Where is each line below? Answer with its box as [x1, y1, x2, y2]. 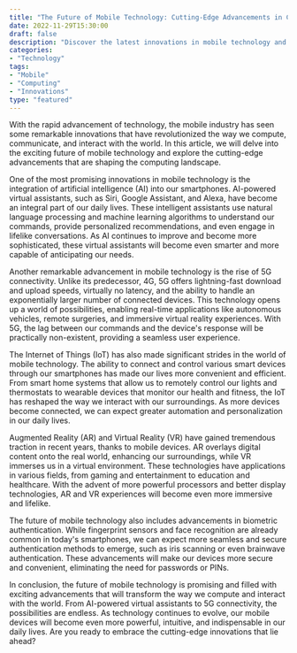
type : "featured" [9, 95, 73, 104]
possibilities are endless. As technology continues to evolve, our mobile [9, 608, 270, 618]
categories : [9, 46, 53, 55]
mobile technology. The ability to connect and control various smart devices [9, 359, 286, 370]
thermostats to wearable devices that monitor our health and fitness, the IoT [9, 387, 286, 398]
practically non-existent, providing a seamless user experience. [9, 333, 240, 343]
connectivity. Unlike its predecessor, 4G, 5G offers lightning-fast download [9, 276, 282, 287]
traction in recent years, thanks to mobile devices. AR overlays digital [9, 442, 261, 452]
